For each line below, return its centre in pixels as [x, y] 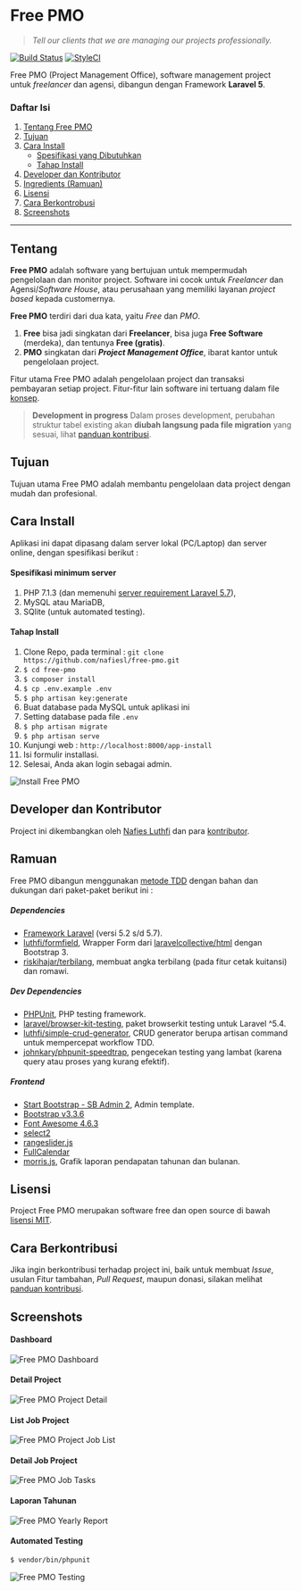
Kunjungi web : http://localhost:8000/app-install [117, 746]
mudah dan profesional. [54, 493]
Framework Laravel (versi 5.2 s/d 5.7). [93, 933]
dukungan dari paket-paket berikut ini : [82, 890]
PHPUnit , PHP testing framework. [84, 1013]
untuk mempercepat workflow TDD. [89, 1042]
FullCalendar [46, 1152]
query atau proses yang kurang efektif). [96, 1061]
